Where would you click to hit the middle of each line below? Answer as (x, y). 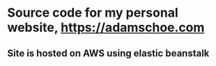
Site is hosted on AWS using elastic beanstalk (108, 53)
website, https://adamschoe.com (106, 27)
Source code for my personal (93, 13)
